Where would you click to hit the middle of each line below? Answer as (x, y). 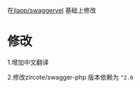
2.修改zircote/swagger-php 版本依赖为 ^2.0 (70, 77)
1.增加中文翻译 (28, 62)
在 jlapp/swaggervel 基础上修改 (52, 10)
